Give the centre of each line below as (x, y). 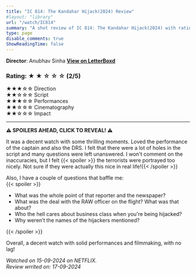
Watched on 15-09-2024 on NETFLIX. (52, 260)
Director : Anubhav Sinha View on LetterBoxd (61, 61)
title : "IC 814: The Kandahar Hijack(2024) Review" (70, 11)
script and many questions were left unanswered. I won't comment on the (94, 154)
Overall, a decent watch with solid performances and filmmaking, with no (94, 243)
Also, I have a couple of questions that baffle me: (65, 178)
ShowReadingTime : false (35, 44)
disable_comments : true (35, 39)
